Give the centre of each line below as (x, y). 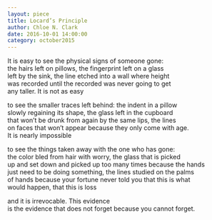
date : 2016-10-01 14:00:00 (47, 34)
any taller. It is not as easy (46, 91)
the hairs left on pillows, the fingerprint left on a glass (86, 69)
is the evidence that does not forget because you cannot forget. (101, 209)
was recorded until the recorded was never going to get (89, 84)
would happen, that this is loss (52, 187)
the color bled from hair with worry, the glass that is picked (94, 157)
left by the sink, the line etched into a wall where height (89, 76)
